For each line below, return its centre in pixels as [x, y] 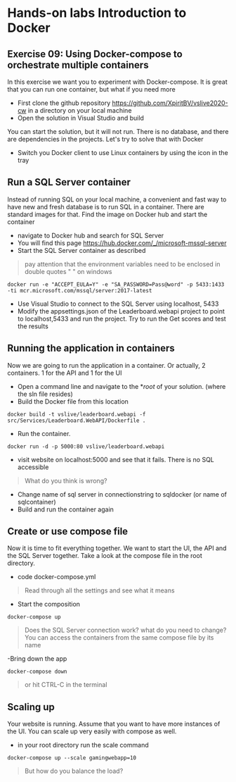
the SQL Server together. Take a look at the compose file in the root [105, 556]
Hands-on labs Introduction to [97, 13]
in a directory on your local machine [80, 110]
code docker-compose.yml [57, 577]
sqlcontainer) [37, 502]
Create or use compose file [68, 532]
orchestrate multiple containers [78, 65]
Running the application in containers [91, 348]
